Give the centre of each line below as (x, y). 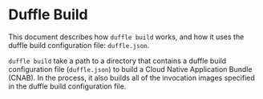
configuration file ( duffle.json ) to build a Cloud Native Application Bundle (130, 69)
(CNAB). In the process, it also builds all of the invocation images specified (131, 77)
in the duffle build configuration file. (67, 86)
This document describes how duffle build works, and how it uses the (126, 37)
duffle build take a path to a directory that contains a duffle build (117, 61)
